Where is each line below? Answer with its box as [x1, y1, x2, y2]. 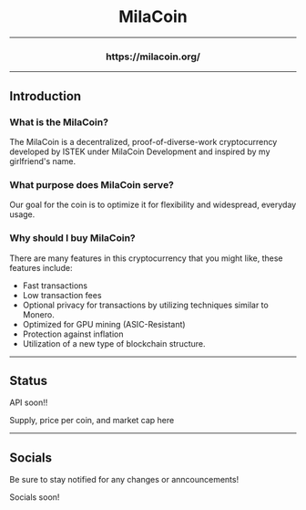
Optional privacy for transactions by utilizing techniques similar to [22, 299, 269, 310]
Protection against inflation [22, 328, 124, 339]
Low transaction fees [22, 289, 102, 300]
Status [9, 372, 48, 389]
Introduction [9, 88, 82, 104]
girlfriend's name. [9, 155, 76, 166]
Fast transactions [22, 280, 88, 291]
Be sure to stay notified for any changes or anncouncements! [9, 474, 240, 485]
